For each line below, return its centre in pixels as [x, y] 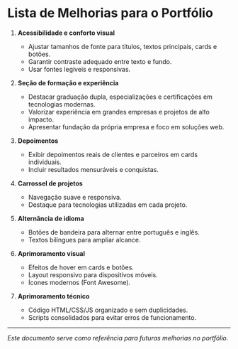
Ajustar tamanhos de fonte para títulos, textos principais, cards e [123, 46]
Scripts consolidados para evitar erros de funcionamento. [112, 317]
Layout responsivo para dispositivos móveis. [93, 274]
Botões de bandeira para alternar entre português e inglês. [114, 232]
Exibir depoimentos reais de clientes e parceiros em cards [113, 154]
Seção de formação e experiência [68, 82]
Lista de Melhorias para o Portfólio [110, 13]
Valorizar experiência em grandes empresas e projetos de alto [119, 112]
